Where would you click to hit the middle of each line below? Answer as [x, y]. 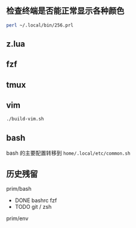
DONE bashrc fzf [36, 200]
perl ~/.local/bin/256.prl [40, 25]
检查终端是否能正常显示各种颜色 [65, 11]
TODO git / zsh [33, 206]
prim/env [17, 218]
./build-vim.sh [25, 119]
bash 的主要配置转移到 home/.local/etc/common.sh [68, 153]
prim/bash [19, 188]
